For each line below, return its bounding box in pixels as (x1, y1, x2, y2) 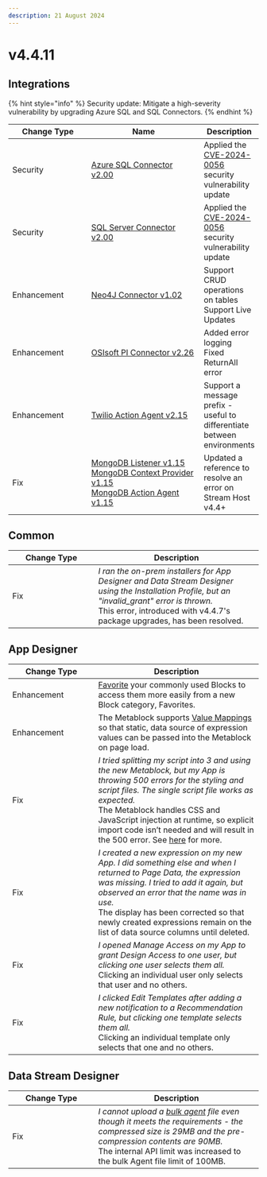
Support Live (203, 304, 252, 315)
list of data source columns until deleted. (98, 927, 250, 938)
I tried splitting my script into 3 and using (98, 755, 251, 766)
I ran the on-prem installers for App (98, 566, 232, 577)
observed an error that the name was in (98, 887, 246, 898)
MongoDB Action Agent (91, 486, 180, 498)
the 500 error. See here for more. (98, 834, 222, 846)
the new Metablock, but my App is (98, 765, 226, 776)
